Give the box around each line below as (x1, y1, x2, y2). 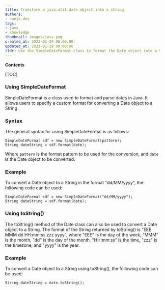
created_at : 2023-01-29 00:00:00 (5, 39, 74, 44)
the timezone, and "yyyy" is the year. (5, 242, 80, 248)
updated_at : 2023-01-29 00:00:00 (5, 44, 74, 49)
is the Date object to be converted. (5, 156, 75, 162)
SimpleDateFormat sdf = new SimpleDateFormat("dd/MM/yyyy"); (5, 195, 133, 200)
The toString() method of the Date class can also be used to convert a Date (5, 221, 157, 227)
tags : (5, 21, 16, 26)
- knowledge (5, 30, 29, 35)
